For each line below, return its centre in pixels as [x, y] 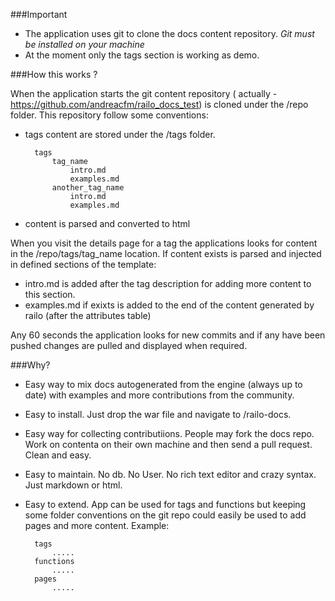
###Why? [30, 365]
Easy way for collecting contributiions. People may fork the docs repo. [169, 433]
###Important [39, 14]
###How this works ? [54, 74]
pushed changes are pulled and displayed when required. [129, 345]
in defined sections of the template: [83, 264]
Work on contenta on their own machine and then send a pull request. [168, 444]
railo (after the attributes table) [88, 315]
